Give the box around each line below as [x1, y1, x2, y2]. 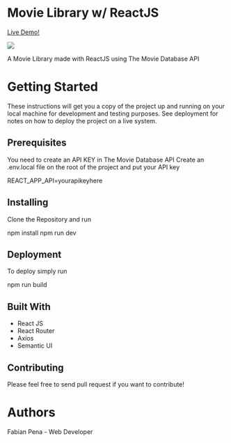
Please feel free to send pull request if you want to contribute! [7, 380, 184, 388]
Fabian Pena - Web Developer [7, 427, 93, 436]
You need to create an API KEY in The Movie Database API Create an [7, 155, 205, 164]
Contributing [7, 362, 64, 373]
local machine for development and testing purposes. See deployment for [7, 109, 218, 118]
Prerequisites [7, 137, 67, 149]
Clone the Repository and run [7, 215, 92, 224]
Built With [7, 301, 51, 313]
